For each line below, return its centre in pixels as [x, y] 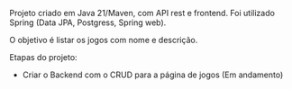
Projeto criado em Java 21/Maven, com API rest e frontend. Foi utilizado [142, 13]
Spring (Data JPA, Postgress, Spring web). [88, 22]
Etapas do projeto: [44, 57]
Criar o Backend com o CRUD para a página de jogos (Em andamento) [153, 75]
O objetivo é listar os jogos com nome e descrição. [104, 40]
